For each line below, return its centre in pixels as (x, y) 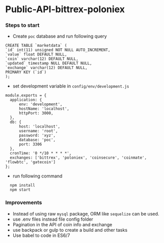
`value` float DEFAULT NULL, (36, 54)
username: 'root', (38, 131)
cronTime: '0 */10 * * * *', (41, 154)
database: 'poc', (37, 140)
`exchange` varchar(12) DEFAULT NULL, (46, 68)
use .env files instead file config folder (53, 219)
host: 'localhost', (39, 127)
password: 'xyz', (37, 136)
